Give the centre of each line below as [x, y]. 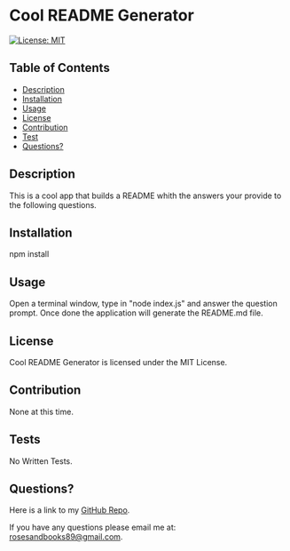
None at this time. [41, 411]
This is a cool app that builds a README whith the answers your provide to [145, 196]
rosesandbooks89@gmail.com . [66, 537]
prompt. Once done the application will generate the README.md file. [136, 313]
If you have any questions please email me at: [93, 527]
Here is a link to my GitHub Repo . [70, 510]
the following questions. [53, 204]
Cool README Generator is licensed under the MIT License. [118, 362]
